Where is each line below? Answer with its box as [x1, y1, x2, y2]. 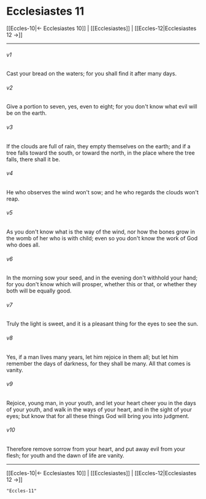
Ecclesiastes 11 [6, 4, 85, 18]
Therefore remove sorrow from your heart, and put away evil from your [6, 445, 186, 452]
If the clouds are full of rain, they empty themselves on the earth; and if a [6, 142, 191, 150]
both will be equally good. [6, 287, 72, 295]
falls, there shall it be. [6, 155, 61, 163]
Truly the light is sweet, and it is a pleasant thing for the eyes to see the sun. [6, 320, 199, 327]
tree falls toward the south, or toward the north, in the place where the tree [6, 149, 195, 156]
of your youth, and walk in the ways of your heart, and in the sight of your [6, 406, 192, 413]
